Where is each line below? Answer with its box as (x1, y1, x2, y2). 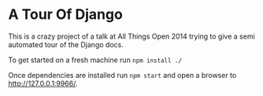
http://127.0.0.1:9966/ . (8, 79, 78, 88)
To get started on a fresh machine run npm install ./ (8, 55, 183, 65)
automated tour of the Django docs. (8, 39, 124, 49)
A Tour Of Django (8, 6, 124, 24)
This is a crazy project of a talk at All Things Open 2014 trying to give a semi (8, 31, 256, 41)
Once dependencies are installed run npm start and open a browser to (8, 70, 237, 79)
